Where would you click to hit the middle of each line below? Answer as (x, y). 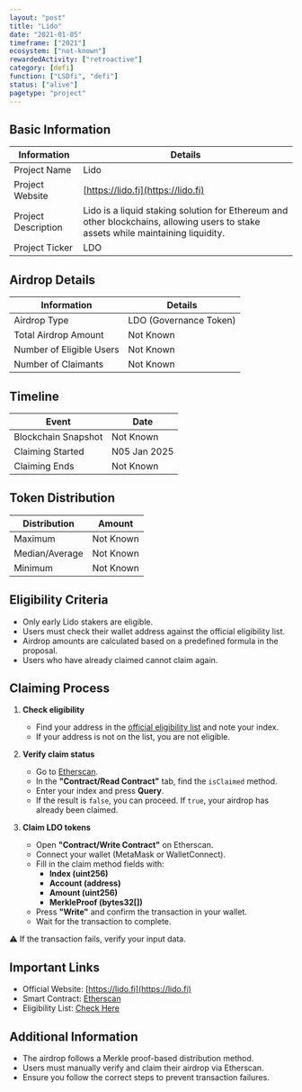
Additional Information (74, 1037)
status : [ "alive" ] (44, 85)
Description (38, 228)
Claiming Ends (44, 466)
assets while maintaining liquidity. (154, 233)
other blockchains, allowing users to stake (172, 222)
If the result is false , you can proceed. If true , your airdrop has (152, 801)
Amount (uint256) (84, 893)
